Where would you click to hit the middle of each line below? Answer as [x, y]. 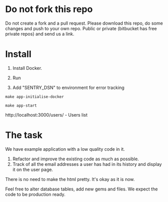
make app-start [21, 106]
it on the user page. [33, 169]
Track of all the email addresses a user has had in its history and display [87, 164]
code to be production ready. [35, 194]
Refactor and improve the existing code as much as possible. [76, 159]
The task [24, 135]
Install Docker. [27, 68]
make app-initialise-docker [35, 96]
